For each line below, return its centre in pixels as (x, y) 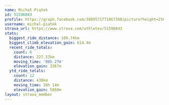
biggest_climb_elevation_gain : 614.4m (50, 43)
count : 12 (24, 76)
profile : (14, 19)
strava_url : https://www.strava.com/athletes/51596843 (64, 29)
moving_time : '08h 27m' (39, 62)
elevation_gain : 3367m (38, 66)
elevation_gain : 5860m (38, 90)
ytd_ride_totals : (27, 71)
